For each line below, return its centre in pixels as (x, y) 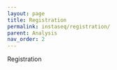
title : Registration (37, 20)
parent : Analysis (32, 33)
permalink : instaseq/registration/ (59, 26)
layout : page (26, 14)
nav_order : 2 (26, 40)
